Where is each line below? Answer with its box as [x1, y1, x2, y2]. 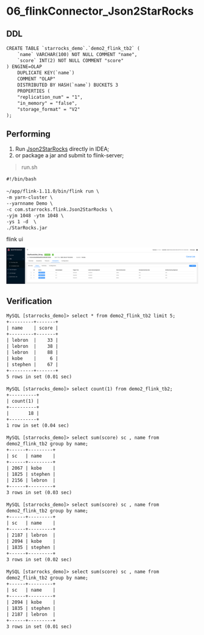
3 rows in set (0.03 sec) [6, 489, 72, 496]
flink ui [6, 235, 23, 243]
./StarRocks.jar [6, 224, 47, 231]
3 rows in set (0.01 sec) [6, 623, 72, 630]
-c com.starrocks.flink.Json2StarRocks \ [6, 206, 113, 213]
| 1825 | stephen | [6, 471, 56, 478]
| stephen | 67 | [6, 361, 59, 368]
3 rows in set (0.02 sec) [6, 556, 72, 563]
